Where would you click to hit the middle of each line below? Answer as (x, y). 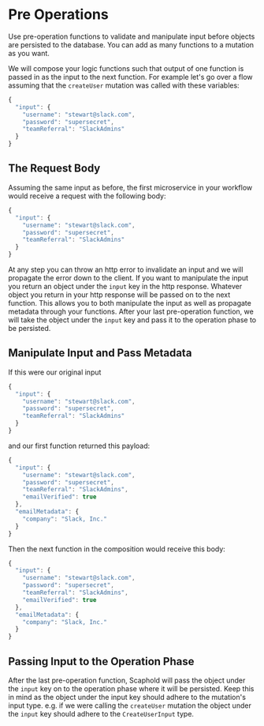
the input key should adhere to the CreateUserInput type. (101, 714)
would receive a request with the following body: (87, 196)
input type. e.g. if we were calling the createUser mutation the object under (130, 705)
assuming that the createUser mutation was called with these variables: (124, 85)
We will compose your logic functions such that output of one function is (126, 68)
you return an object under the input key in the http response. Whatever (125, 286)
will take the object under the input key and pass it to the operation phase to (132, 320)
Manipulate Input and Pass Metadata (100, 353)
